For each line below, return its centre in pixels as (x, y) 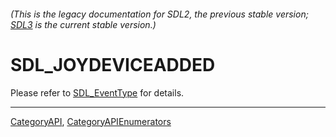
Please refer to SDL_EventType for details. (97, 92)
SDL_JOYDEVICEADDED (113, 64)
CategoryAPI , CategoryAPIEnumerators (91, 121)
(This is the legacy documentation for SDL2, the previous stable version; (159, 14)
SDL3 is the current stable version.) (83, 24)
